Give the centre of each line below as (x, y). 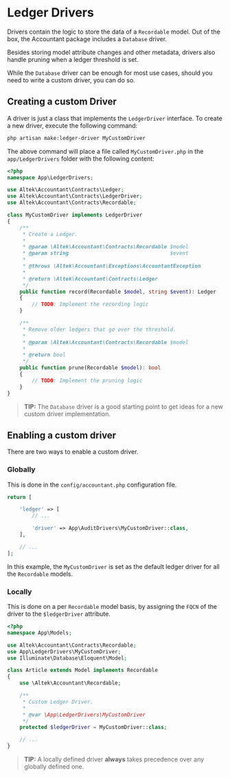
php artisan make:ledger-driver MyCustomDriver (77, 138)
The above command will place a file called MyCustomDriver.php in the (105, 151)
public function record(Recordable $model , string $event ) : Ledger (118, 292)
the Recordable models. (40, 574)
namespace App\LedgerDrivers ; (50, 177)
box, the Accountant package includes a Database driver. (87, 38)
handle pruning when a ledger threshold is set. (73, 59)
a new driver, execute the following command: (72, 126)
